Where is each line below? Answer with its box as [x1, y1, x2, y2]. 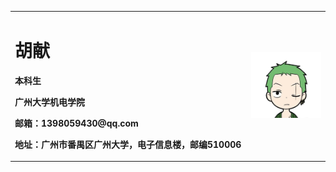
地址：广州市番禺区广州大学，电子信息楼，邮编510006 [14, 138, 242, 150]
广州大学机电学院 [14, 96, 85, 108]
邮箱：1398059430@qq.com [14, 117, 139, 129]
